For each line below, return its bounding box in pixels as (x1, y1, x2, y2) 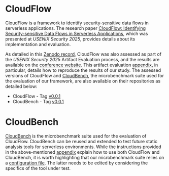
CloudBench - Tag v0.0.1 (12, 98, 64, 104)
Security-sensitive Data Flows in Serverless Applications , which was (5, 30, 148, 36)
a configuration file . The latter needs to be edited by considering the (5, 160, 148, 166)
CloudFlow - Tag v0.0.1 (12, 93, 61, 99)
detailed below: (5, 83, 38, 89)
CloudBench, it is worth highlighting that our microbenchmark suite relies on (5, 154, 164, 160)
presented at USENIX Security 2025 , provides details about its (5, 36, 136, 42)
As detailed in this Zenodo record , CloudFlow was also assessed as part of (5, 51, 161, 57)
